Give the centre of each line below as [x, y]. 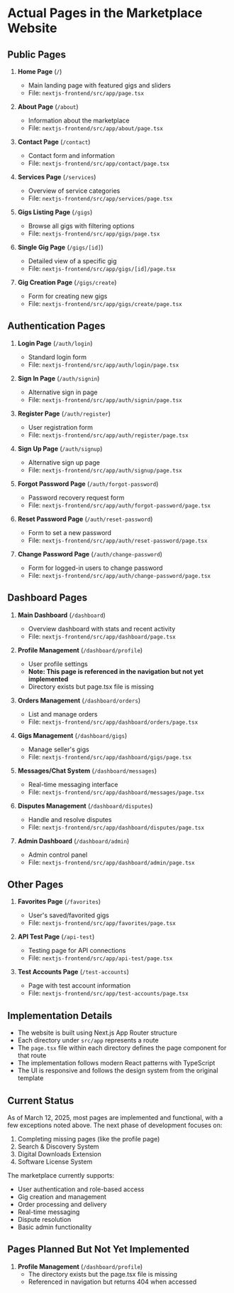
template [30, 1078]
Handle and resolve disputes [70, 819]
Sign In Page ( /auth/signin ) [58, 378]
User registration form [61, 427]
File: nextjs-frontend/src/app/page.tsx [86, 93]
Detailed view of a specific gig [72, 261]
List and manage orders [63, 714]
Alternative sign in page [63, 392]
